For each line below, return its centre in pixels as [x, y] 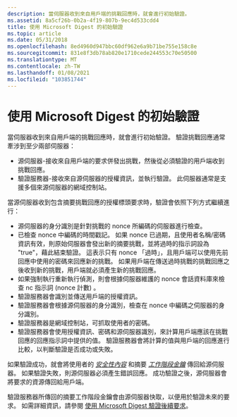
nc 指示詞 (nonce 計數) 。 [63, 288]
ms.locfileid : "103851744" [47, 79]
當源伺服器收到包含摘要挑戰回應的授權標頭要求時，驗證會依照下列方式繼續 [115, 202]
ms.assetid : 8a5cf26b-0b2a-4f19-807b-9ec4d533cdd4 [83, 20]
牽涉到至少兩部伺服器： [41, 146]
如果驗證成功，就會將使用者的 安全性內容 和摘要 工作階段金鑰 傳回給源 [110, 364]
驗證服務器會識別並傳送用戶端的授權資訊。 [79, 297]
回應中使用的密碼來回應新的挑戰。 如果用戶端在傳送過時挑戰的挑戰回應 [120, 261]
